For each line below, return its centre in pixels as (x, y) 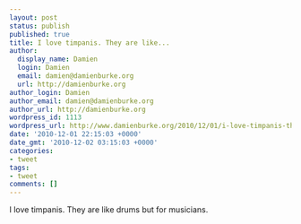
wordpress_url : (38, 126)
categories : (31, 151)
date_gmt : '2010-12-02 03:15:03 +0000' (84, 142)
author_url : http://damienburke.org (77, 109)
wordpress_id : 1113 (46, 117)
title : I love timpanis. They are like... (90, 43)
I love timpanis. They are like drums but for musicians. (109, 210)
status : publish (39, 26)
